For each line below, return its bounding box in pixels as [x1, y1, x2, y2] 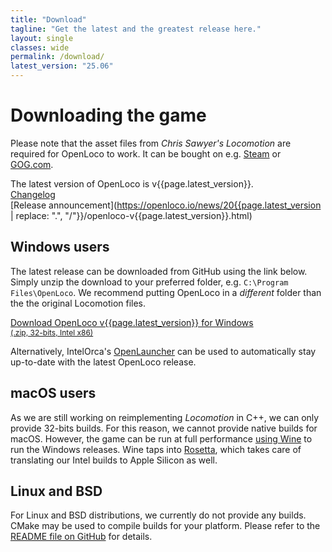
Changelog [10, 188, 56, 200]
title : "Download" [10, 14, 87, 25]
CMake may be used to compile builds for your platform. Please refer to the [10, 520, 321, 532]
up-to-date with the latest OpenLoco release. [10, 356, 197, 368]
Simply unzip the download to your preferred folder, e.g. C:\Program [10, 276, 289, 288]
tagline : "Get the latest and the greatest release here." [10, 24, 262, 34]
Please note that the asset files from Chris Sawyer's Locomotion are [10, 137, 292, 149]
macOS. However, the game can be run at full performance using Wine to [10, 432, 313, 445]
